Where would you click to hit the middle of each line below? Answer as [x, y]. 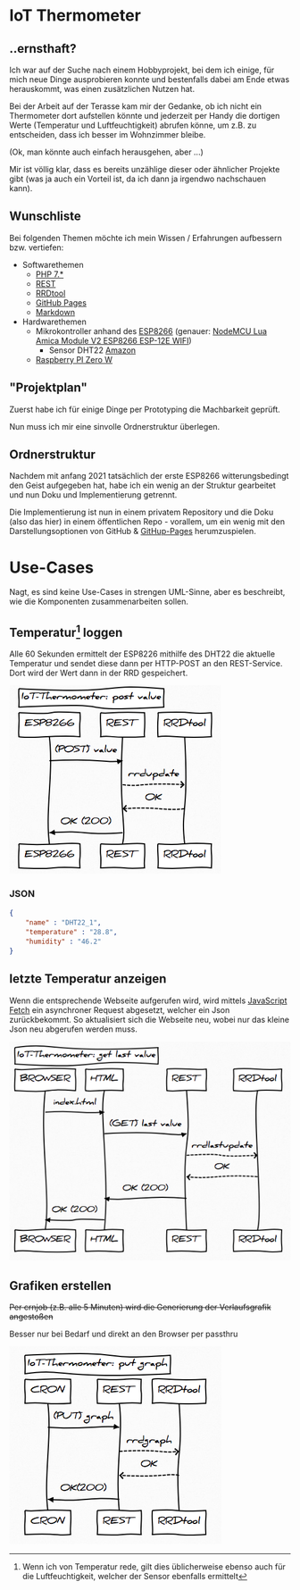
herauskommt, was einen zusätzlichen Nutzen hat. [102, 89]
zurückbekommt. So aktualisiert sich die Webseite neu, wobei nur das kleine [150, 1019]
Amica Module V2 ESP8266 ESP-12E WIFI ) [113, 340]
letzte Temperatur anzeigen [88, 979]
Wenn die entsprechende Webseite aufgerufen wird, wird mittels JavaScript [148, 1000]
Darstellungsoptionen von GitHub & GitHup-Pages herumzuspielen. [133, 531]
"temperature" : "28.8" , [71, 933]
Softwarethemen [53, 264]
